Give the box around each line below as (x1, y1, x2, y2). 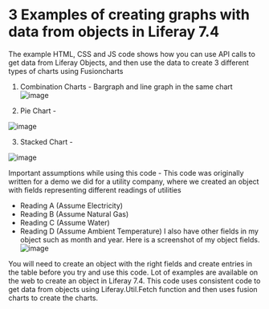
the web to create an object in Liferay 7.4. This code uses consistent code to (8, 275, 261, 286)
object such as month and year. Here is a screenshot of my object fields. (19, 234, 260, 244)
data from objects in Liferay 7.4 (8, 22, 219, 41)
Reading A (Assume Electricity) (19, 201, 123, 210)
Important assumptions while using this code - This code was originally (8, 168, 244, 177)
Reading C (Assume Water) (19, 218, 110, 227)
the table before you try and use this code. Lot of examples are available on (8, 267, 259, 277)
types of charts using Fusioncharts (8, 66, 124, 75)
